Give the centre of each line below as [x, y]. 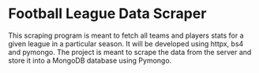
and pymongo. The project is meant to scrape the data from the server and [130, 52]
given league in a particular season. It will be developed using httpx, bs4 [126, 43]
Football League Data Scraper [107, 14]
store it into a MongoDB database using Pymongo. [90, 60]
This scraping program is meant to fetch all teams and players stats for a [126, 35]
